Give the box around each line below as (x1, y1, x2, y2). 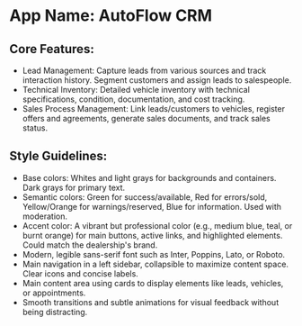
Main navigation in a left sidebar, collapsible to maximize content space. (22, 258, 289, 269)
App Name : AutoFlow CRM (9, 5, 213, 26)
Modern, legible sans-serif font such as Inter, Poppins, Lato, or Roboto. (22, 249, 286, 259)
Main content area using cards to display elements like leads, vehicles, (22, 277, 284, 288)
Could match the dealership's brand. (22, 240, 158, 250)
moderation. (22, 211, 67, 222)
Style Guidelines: (9, 149, 108, 164)
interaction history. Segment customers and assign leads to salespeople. (22, 75, 292, 86)
